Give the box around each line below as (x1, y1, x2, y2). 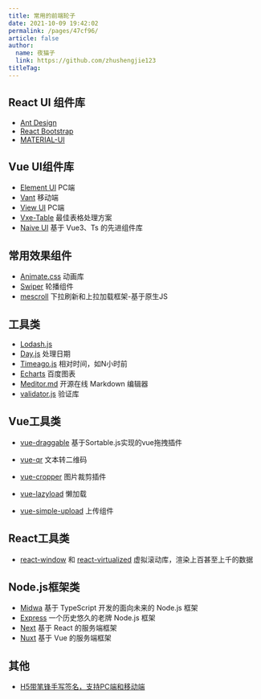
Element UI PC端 (19, 182, 75, 193)
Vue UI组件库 (8, 160, 75, 174)
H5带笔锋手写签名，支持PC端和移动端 (19, 682, 145, 692)
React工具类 (8, 532, 70, 546)
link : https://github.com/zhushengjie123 (15, 57, 157, 65)
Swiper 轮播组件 (19, 282, 74, 292)
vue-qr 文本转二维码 (19, 455, 88, 464)
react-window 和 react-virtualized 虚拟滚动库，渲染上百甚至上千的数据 (19, 554, 254, 564)
